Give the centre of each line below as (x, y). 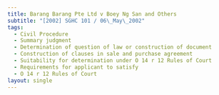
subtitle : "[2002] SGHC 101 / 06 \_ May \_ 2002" (76, 21)
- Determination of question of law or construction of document (113, 47)
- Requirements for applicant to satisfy (76, 67)
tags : (15, 27)
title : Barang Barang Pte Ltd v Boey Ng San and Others (92, 14)
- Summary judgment (43, 41)
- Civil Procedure (41, 34)
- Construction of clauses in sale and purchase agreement (103, 54)
